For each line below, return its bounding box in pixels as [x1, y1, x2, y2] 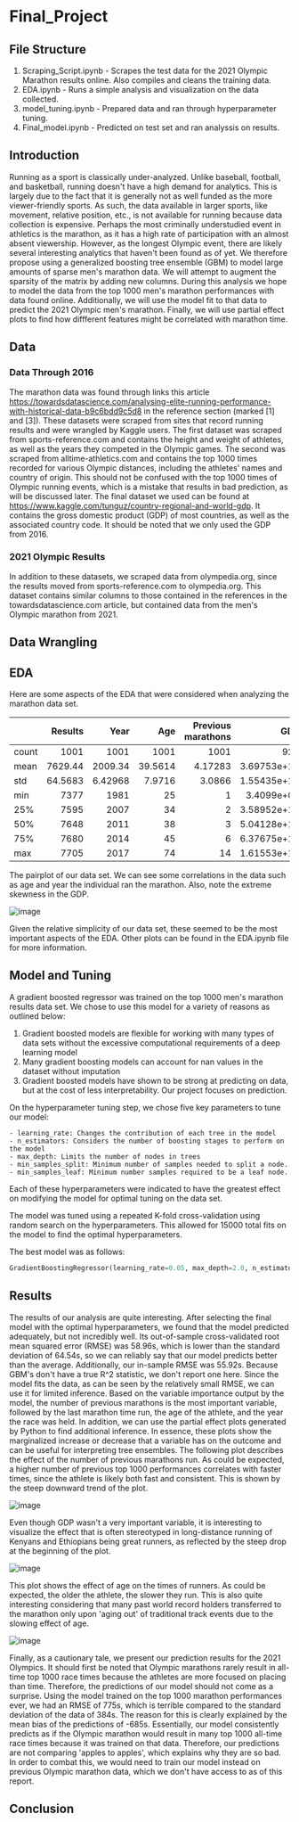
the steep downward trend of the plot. [9, 1482, 149, 1493]
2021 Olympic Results [9, 551, 106, 563]
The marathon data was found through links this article [9, 386, 210, 398]
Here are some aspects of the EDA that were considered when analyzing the [9, 689, 289, 699]
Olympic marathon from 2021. [9, 609, 118, 620]
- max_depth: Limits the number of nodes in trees [9, 1152, 201, 1161]
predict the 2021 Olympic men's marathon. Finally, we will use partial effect [9, 304, 285, 315]
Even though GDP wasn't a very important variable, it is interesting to [9, 1517, 263, 1528]
